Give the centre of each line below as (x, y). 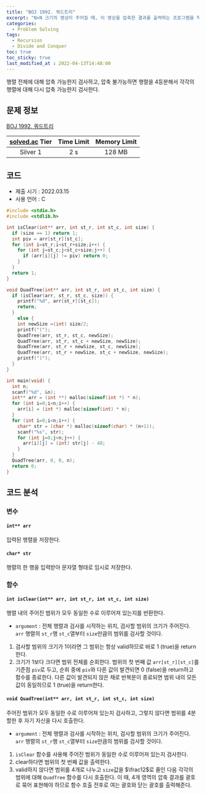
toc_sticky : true (29, 58)
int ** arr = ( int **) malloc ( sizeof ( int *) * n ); (76, 398)
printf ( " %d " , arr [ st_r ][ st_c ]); (59, 301)
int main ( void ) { (29, 381)
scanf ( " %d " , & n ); (34, 392)
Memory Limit (116, 142)
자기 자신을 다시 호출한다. (55, 720)
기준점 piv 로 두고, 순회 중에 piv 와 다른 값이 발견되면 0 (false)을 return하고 (105, 670)
